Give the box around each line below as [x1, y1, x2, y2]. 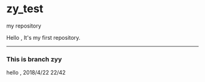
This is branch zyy [6, 54, 62, 63]
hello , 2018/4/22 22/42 [6, 69, 66, 76]
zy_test [6, 2, 44, 16]
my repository [6, 22, 41, 29]
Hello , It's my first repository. [6, 34, 81, 41]
